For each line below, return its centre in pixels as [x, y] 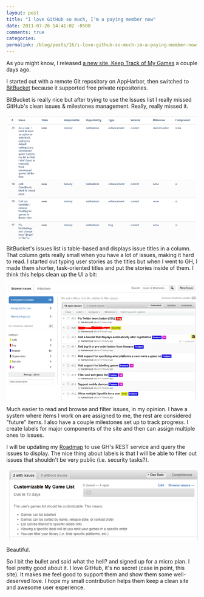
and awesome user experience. [46, 587]
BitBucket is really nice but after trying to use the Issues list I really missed [99, 100]
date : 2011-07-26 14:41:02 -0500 [49, 26]
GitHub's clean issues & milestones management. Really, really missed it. [97, 106]
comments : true [25, 32]
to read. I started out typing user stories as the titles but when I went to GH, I [102, 261]
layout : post [23, 13]
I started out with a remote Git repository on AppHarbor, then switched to [98, 81]
